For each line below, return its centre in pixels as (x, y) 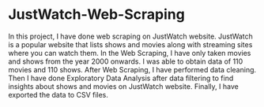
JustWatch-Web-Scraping (97, 15)
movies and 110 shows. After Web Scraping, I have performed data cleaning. (132, 69)
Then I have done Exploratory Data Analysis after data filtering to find (121, 78)
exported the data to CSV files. (58, 94)
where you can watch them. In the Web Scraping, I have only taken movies (130, 53)
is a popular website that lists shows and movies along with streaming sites (130, 44)
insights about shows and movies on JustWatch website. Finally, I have (123, 86)
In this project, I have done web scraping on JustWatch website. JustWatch (130, 36)
